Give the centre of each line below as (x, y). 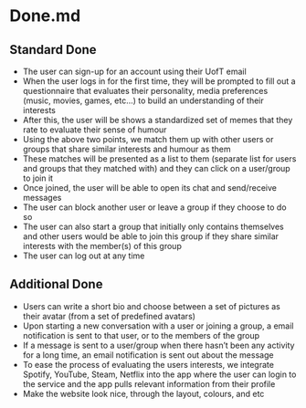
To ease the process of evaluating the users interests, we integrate (148, 364)
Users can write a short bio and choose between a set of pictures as (151, 306)
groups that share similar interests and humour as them (127, 149)
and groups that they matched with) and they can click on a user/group (156, 168)
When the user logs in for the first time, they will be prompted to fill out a (159, 81)
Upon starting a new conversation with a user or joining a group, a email (158, 326)
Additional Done (56, 284)
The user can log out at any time (84, 256)
